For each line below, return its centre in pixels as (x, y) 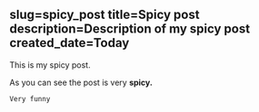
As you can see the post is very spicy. (81, 82)
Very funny (30, 98)
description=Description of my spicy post (130, 29)
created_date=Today (70, 43)
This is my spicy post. (50, 65)
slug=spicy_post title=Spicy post (105, 15)
